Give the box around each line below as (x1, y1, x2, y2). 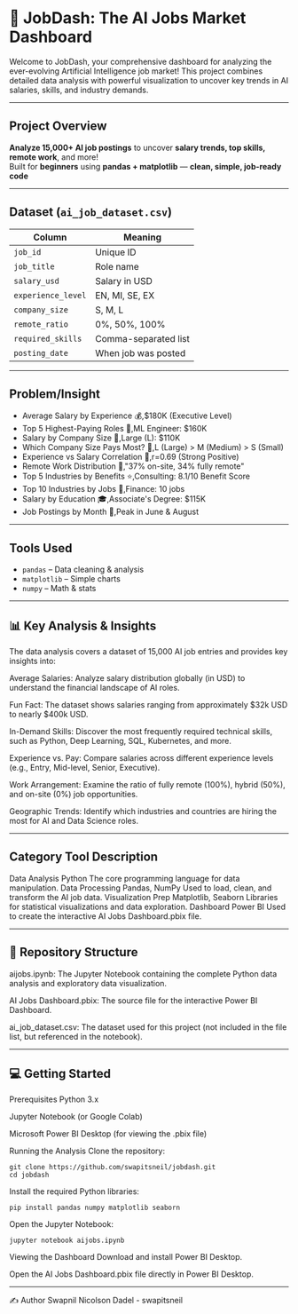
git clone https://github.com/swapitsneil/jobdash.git (9, 1163, 216, 1172)
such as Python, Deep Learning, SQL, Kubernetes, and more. (9, 736, 232, 746)
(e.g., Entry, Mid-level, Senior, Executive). (9, 763, 161, 772)
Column (33, 231, 67, 243)
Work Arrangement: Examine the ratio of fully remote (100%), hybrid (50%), (9, 780, 286, 789)
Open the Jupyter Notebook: (9, 1219, 114, 1230)
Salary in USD (94, 274, 153, 287)
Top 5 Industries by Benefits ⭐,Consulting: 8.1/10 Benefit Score (21, 471, 251, 482)
